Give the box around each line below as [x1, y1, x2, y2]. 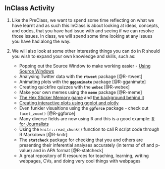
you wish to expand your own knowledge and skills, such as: [11, 53, 136, 59]
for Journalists [19, 121, 49, 127]
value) [19, 147, 33, 153]
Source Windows [19, 68, 55, 74]
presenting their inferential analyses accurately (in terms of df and [19, 142, 155, 148]
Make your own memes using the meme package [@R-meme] [19, 89, 142, 95]
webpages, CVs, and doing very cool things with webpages [19, 158, 141, 164]
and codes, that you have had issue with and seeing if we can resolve [11, 27, 154, 34]
